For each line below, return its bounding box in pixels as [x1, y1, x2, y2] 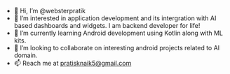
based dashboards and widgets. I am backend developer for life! [13, 22, 201, 29]
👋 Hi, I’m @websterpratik [13, 7, 86, 15]
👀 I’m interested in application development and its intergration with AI [13, 14, 217, 22]
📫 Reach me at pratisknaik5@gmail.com [13, 59, 132, 67]
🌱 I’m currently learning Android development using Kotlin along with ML [13, 29, 223, 37]
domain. [13, 51, 38, 59]
